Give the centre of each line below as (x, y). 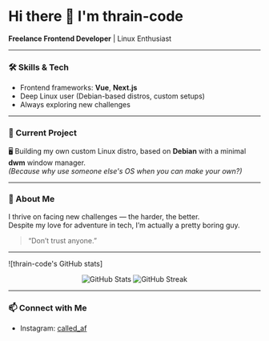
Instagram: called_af (53, 328)
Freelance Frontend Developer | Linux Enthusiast (90, 38)
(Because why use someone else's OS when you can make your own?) (125, 170)
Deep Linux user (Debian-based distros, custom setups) (112, 96)
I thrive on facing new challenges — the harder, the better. (104, 216)
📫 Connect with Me (48, 307)
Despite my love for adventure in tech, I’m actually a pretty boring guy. (124, 225)
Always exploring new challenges (75, 105)
